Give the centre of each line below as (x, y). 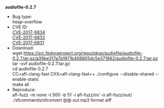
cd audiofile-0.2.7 (30, 69)
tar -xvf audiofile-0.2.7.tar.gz (41, 64)
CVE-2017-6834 (29, 32)
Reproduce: (24, 90)
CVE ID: (20, 27)
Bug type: (22, 16)
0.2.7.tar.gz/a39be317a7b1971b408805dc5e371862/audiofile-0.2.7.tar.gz (85, 58)
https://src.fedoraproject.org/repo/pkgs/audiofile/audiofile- (83, 53)
